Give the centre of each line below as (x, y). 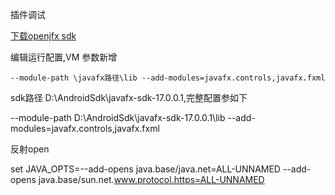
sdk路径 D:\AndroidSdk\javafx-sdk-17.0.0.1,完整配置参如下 (129, 97)
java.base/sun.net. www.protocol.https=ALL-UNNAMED (151, 179)
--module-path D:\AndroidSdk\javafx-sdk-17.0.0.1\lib (118, 117)
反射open (30, 149)
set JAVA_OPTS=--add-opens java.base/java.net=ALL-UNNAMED (145, 169)
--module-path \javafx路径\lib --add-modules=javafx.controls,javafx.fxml (168, 78)
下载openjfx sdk (43, 36)
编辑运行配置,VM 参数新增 (64, 57)
